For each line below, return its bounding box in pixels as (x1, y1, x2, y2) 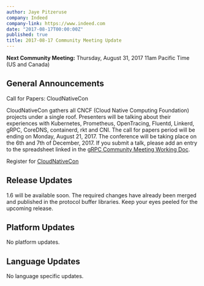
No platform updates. (6, 238, 60, 246)
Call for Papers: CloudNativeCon (6, 94, 89, 102)
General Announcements (6, 78, 104, 89)
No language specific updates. (6, 273, 84, 280)
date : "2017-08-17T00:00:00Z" (6, 26, 84, 32)
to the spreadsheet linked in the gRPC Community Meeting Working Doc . (6, 145, 191, 153)
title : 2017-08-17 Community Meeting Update (6, 37, 122, 43)
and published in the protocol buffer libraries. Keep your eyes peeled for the (6, 198, 198, 205)
